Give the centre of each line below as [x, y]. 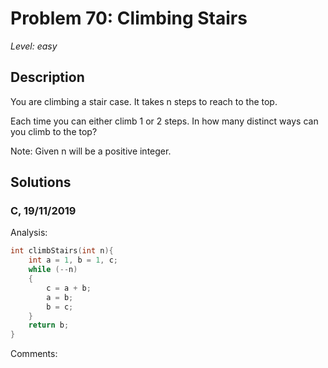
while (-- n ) [53, 270]
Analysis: [29, 233]
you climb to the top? [54, 131]
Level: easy [34, 46]
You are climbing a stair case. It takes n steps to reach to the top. [144, 101]
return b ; [49, 325]
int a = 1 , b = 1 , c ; [73, 260]
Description [47, 77]
